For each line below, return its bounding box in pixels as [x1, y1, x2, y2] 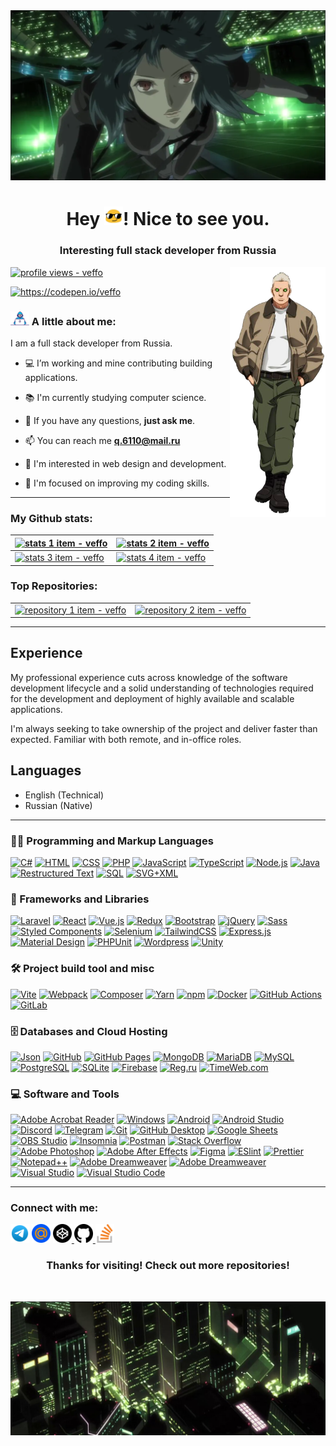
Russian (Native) [24, 799, 93, 811]
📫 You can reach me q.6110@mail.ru [24, 434, 181, 446]
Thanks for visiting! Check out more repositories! [46, 1259, 290, 1273]
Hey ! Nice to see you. [66, 208, 270, 231]
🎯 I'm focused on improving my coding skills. [24, 477, 210, 489]
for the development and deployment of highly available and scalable [10, 692, 295, 704]
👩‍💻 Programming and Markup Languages [10, 834, 214, 848]
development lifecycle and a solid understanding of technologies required [10, 682, 314, 694]
